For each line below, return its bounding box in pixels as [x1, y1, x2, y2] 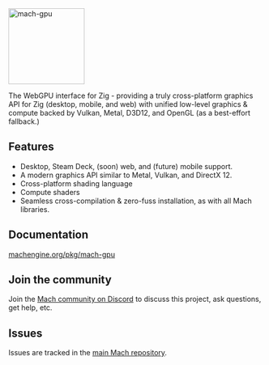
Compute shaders [19, 187, 80, 197]
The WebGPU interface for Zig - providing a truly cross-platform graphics [8, 91, 254, 100]
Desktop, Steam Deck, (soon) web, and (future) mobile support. [19, 161, 233, 171]
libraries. [19, 204, 50, 214]
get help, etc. [8, 303, 53, 312]
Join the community [8, 273, 112, 286]
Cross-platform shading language [19, 178, 133, 189]
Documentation [8, 228, 89, 242]
